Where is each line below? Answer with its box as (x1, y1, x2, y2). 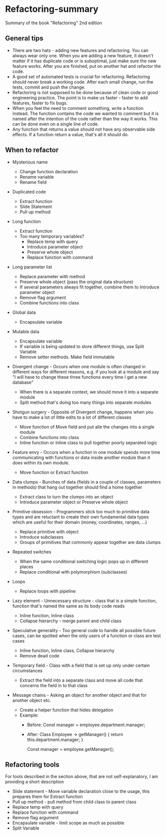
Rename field (19, 179, 47, 185)
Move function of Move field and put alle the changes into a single (19, 424, 155, 430)
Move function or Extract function (19, 469, 88, 475)
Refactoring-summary (5, 3, 99, 15)
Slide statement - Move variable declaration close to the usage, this (12, 788, 150, 794)
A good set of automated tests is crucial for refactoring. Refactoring (12, 73, 150, 80)
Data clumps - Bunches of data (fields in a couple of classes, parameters (12, 479, 162, 485)
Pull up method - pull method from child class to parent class (12, 799, 137, 805)
